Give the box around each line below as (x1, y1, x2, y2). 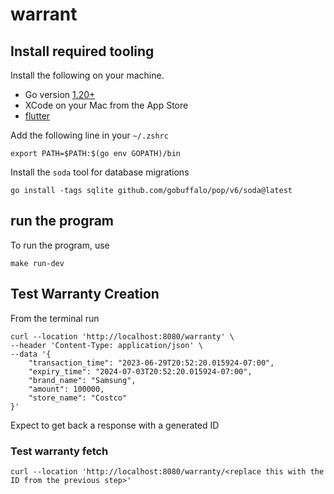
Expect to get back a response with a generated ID (10, 419, 220, 431)
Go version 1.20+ (24, 89, 96, 100)
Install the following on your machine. (10, 69, 165, 81)
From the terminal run (10, 312, 100, 324)
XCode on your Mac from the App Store (24, 99, 189, 111)
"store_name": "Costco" (28, 393, 128, 403)
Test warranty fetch (10, 444, 109, 458)
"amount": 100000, (28, 384, 105, 394)
